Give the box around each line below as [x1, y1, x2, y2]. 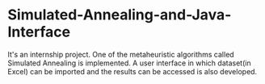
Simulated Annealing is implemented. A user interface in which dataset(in [7, 58, 251, 68]
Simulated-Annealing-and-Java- [7, 6, 232, 24]
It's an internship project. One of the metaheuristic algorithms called [7, 49, 235, 59]
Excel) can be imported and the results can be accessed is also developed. [7, 66, 258, 76]
